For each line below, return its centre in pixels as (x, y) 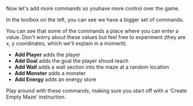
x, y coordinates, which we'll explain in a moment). (67, 43)
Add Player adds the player (47, 54)
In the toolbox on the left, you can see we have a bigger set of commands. (95, 20)
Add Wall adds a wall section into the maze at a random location (92, 67)
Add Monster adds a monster (50, 73)
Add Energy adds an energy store (55, 79)
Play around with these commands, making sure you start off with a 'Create (97, 91)
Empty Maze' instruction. (36, 97)
